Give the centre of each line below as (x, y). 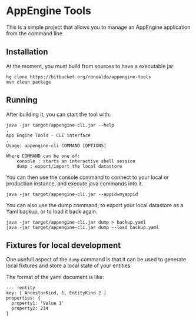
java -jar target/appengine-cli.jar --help (60, 125)
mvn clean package (29, 82)
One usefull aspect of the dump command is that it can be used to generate (96, 260)
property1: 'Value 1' (38, 303)
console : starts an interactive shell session (76, 161)
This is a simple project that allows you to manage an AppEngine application (98, 27)
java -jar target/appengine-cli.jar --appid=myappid (72, 194)
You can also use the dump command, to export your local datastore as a (95, 205)
